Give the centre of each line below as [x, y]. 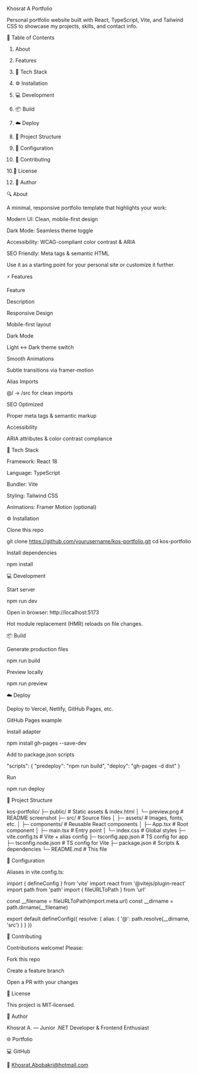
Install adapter [24, 732]
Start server [21, 589]
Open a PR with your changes [43, 982]
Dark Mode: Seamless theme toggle [50, 230]
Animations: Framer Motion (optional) [52, 507]
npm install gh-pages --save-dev [47, 743]
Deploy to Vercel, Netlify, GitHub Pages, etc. [60, 709]
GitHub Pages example [34, 720]
